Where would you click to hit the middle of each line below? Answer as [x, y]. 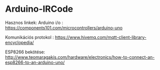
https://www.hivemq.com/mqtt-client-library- [101, 37]
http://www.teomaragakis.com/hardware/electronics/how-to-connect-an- [80, 57]
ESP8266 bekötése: [25, 52]
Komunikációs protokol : [30, 37]
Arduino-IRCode [39, 9]
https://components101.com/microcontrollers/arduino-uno [64, 27]
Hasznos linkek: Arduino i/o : [34, 23]
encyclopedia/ [20, 42]
